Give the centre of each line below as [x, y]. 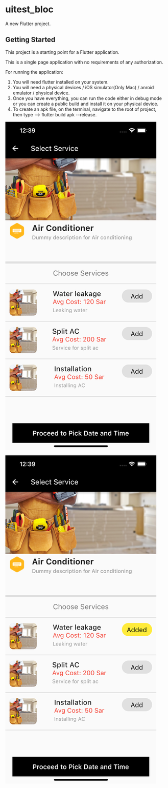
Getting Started [30, 40]
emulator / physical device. [41, 93]
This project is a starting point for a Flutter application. [62, 52]
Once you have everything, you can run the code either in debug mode [87, 98]
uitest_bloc [29, 9]
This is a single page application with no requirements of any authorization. [84, 62]
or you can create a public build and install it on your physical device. [86, 104]
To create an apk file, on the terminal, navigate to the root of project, [85, 109]
